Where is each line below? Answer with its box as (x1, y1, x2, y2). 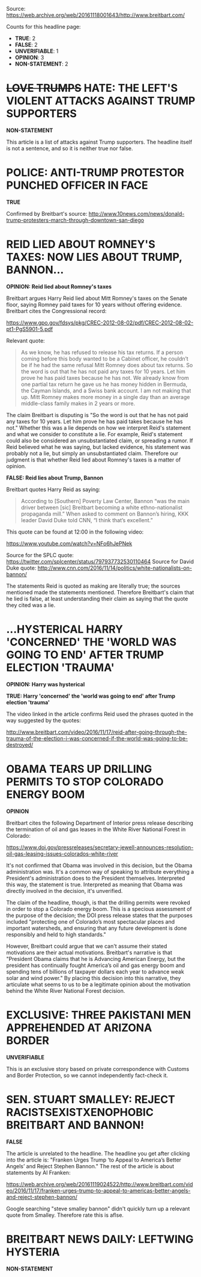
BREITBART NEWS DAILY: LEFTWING (6, 1232, 194, 1246)
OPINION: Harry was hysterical (6, 680, 85, 687)
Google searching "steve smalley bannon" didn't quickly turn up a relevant (6, 1205, 190, 1212)
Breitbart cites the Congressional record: (6, 307, 107, 314)
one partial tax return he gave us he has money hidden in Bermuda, (20, 380, 188, 388)
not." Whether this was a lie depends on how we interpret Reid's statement (6, 424, 191, 431)
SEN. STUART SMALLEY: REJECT (6, 1093, 176, 1106)
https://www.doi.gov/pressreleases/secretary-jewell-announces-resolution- (6, 844, 194, 851)
